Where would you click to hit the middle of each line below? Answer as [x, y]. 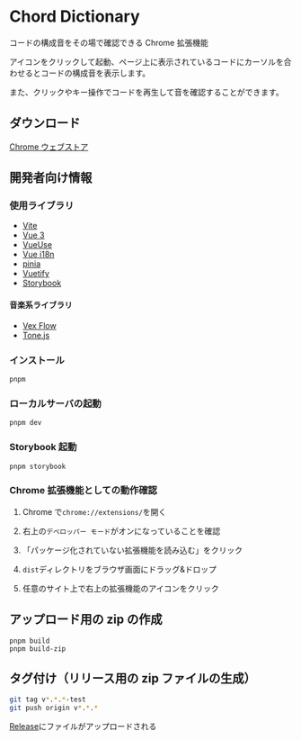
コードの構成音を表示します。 [95, 73]
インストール [37, 360]
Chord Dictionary [75, 17]
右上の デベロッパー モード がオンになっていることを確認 [121, 531]
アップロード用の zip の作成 [86, 620]
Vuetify [35, 274]
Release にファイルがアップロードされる [83, 726]
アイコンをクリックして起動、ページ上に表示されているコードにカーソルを [147, 61]
